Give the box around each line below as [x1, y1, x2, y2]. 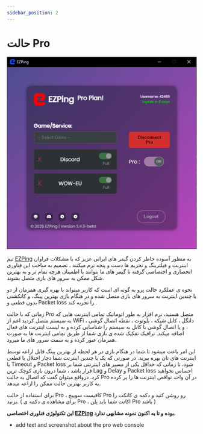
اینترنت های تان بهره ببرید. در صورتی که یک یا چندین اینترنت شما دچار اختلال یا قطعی [7, 354, 196, 361]
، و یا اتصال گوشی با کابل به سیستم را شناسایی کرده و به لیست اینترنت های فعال [7, 323, 189, 330]
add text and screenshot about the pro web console [15, 421, 145, 428]
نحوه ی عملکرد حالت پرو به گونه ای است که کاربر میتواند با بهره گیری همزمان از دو [7, 286, 193, 293]
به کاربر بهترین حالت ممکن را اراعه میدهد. [7, 380, 101, 387]
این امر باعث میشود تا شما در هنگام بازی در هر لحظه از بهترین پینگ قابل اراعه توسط [7, 347, 196, 355]
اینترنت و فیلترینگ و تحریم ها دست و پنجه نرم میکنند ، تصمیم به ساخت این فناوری [7, 261, 189, 268]
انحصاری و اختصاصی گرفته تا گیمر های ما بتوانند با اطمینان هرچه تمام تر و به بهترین [7, 268, 192, 275]
